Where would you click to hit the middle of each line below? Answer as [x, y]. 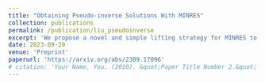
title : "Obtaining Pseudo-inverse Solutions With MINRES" [106, 15]
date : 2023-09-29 [37, 45]
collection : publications [51, 23]
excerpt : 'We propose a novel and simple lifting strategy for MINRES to [133, 38]
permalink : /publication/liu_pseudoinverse [81, 30]
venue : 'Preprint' [38, 52]
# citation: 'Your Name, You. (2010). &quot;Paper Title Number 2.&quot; [133, 67]
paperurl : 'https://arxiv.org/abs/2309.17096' [86, 60]
